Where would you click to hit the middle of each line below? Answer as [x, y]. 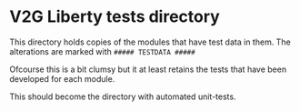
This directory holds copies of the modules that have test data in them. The [150, 42]
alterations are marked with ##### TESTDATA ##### [102, 51]
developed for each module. [62, 78]
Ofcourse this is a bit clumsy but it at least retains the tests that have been [148, 69]
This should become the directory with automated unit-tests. [123, 96]
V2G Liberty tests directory [115, 17]
